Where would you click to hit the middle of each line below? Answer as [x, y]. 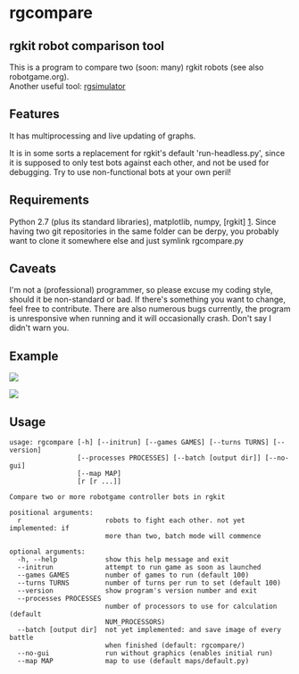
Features [34, 114]
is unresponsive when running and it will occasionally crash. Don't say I [141, 319]
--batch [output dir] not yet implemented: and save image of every [149, 630]
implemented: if [39, 528]
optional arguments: [48, 552]
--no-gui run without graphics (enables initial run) [145, 653]
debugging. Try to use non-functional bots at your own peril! [120, 171]
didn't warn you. [39, 328]
